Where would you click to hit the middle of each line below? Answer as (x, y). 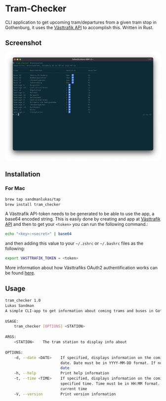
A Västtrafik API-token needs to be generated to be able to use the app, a (80, 214)
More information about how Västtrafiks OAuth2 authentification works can (82, 268)
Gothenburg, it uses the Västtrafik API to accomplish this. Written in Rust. (80, 27)
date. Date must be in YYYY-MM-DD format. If (108, 363)
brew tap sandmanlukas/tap (33, 199)
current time (74, 389)
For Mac (15, 188)
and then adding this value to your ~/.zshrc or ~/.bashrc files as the (74, 243)
